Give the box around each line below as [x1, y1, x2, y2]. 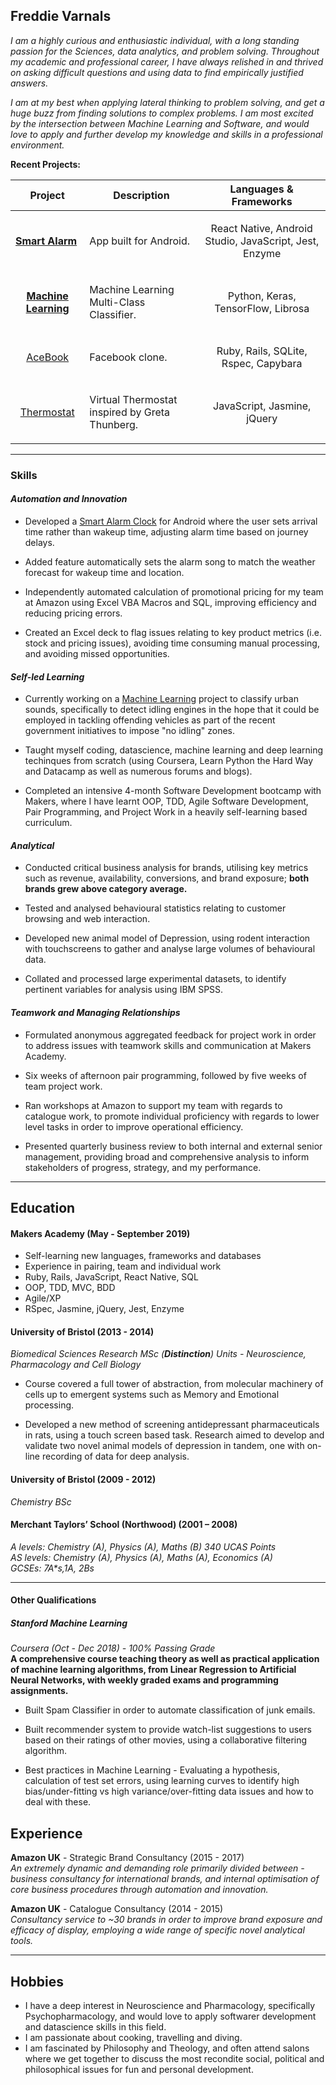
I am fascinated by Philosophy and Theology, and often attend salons [24, 2042, 310, 2054]
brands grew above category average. [24, 883, 188, 895]
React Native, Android [210, 221, 313, 235]
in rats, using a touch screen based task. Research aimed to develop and [24, 1429, 325, 1441]
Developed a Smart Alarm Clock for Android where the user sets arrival [24, 515, 318, 527]
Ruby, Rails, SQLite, [216, 344, 308, 358]
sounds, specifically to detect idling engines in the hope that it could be [24, 704, 320, 716]
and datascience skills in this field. [24, 2020, 167, 2033]
